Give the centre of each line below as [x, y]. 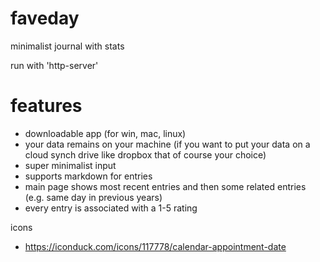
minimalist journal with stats [67, 46]
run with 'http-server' [54, 65]
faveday [45, 18]
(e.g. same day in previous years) [93, 197]
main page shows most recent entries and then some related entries [165, 186]
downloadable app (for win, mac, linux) [105, 133]
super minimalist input [70, 165]
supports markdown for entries [88, 176]
